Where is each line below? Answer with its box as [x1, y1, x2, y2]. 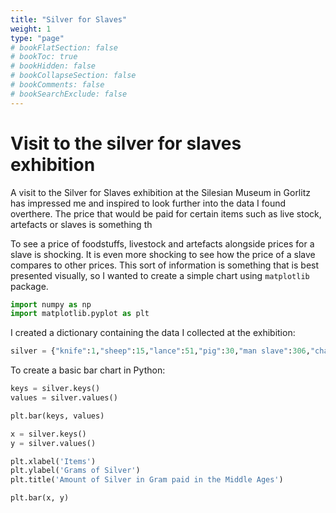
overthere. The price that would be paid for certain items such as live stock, [10, 207, 322, 220]
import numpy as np [10, 299, 92, 310]
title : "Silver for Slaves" [10, 14, 128, 25]
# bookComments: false [10, 80, 105, 90]
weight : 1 [10, 24, 52, 34]
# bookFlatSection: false [10, 42, 118, 53]
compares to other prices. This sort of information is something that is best [10, 259, 320, 271]
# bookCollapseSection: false [10, 71, 137, 81]
